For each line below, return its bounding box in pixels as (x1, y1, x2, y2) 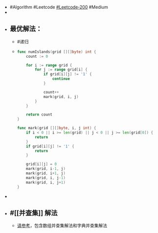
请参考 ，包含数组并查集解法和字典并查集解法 (17, 223, 108, 229)
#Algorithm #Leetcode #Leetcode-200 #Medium (9, 4, 109, 10)
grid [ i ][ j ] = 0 (26, 162, 57, 167)
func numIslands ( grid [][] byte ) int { (17, 49, 96, 54)
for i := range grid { (26, 63, 72, 68)
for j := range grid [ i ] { (34, 67, 88, 72)
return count (26, 112, 53, 117)
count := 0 (26, 54, 48, 59)
